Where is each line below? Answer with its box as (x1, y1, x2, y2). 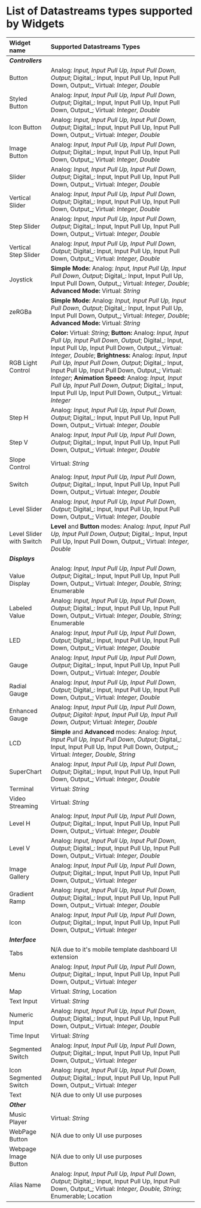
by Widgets (6, 17, 65, 31)
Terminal (9, 784, 34, 793)
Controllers (9, 56, 42, 64)
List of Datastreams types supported (6, 4, 193, 18)
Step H (9, 413, 29, 421)
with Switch (9, 537, 42, 545)
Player (9, 1117, 27, 1126)
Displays (9, 554, 35, 562)
